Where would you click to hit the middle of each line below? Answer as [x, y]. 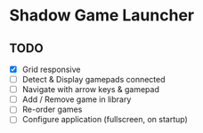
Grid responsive [51, 69]
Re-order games [52, 110]
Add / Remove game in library [77, 99]
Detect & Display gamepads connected [94, 80]
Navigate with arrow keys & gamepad [91, 90]
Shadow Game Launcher [101, 16]
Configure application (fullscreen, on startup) [105, 120]
